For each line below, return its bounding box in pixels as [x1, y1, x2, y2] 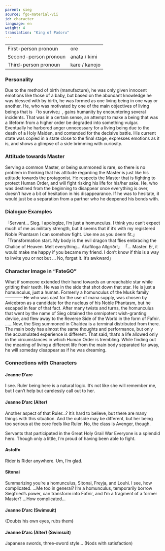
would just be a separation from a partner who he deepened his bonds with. [5, 196, 159, 201]
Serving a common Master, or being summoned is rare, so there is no [5, 164, 146, 170]
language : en [5, 21, 32, 26]
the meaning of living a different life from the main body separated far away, [5, 342, 160, 348]
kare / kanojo [70, 61, 101, 68]
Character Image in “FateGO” [5, 268, 77, 275]
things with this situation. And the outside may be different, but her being [5, 415, 153, 421]
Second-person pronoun [7, 53, 66, 60]
